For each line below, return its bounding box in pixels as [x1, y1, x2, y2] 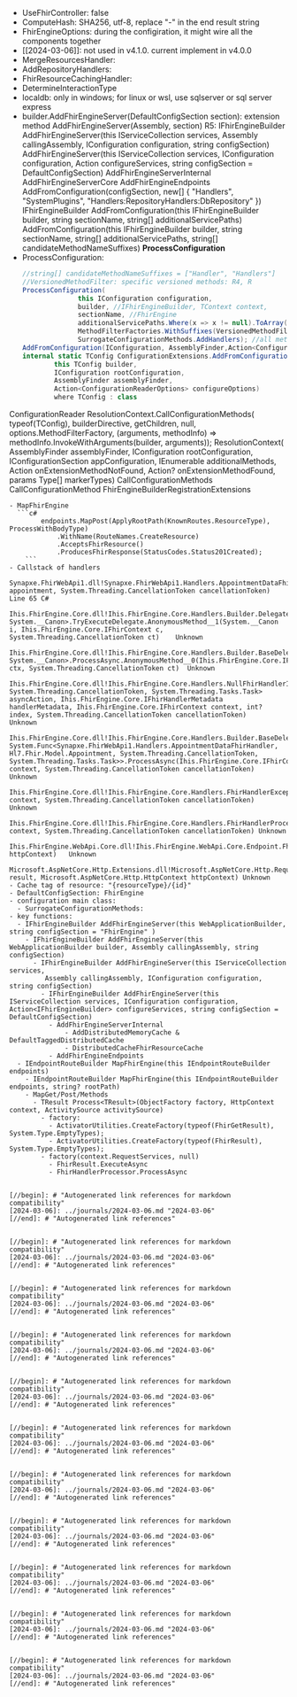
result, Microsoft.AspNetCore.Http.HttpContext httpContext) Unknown [9, 873, 271, 882]
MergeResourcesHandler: [21, 55, 116, 65]
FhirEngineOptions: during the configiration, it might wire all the [21, 27, 254, 36]
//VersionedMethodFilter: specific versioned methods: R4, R [21, 277, 253, 286]
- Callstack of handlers [9, 563, 101, 572]
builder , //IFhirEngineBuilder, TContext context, [78, 302, 268, 311]
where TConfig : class [54, 393, 138, 402]
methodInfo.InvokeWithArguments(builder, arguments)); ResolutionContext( [9, 438, 285, 447]
